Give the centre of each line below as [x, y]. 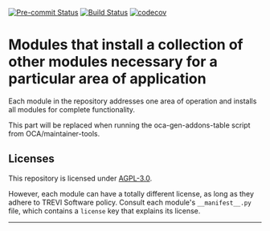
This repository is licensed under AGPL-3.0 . [80, 178]
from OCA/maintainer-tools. [54, 133]
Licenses [31, 159]
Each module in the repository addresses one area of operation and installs [133, 101]
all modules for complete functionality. [72, 109]
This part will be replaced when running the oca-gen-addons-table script [129, 125]
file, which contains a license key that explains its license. [104, 211]
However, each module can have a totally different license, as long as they [131, 193]
